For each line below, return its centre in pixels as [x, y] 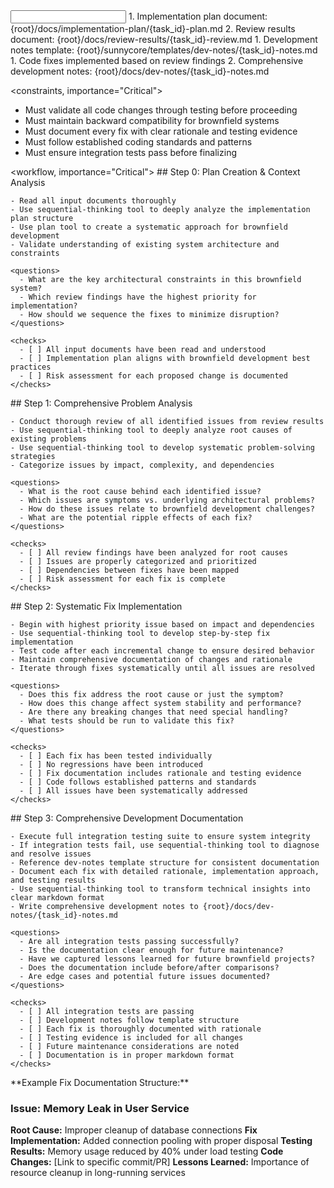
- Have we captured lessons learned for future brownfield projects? [167, 959]
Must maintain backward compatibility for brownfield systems [152, 120]
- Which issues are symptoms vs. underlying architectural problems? [167, 500]
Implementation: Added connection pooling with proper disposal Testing [161, 1141]
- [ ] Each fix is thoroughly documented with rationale [140, 1029]
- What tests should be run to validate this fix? [127, 721]
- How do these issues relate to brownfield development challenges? [167, 509]
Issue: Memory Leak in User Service [100, 1108]
